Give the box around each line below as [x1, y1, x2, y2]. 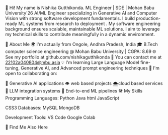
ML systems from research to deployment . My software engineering [18, 20, 161, 26]
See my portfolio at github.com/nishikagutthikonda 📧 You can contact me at [5, 54, 162, 60]
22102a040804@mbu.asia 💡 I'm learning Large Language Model [5, 59, 139, 65]
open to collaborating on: [5, 70, 57, 76]
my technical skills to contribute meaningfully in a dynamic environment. [5, 31, 155, 37]
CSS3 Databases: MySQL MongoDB [5, 105, 80, 110]
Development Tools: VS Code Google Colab [5, 114, 96, 120]
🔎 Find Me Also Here [5, 124, 48, 130]
